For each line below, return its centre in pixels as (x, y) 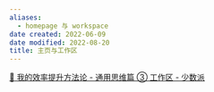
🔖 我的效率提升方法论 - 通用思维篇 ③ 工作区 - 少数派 (107, 78)
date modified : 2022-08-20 (60, 42)
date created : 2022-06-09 (57, 34)
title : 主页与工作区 (43, 51)
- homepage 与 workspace (63, 26)
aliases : (26, 17)
